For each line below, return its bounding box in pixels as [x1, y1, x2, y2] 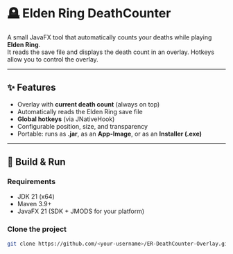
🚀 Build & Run [7, 156, 66, 168]
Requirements [7, 177, 56, 187]
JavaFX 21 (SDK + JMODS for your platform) [17, 207, 145, 215]
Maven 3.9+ [17, 200, 52, 208]
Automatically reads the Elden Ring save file [17, 107, 144, 116]
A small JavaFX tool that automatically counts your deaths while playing [7, 33, 212, 42]
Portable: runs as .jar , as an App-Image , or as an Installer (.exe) [17, 129, 202, 138]
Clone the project [7, 224, 67, 234]
